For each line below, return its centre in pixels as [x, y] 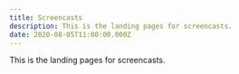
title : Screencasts [46, 18]
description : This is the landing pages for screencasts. [121, 26]
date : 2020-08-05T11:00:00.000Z [70, 34]
